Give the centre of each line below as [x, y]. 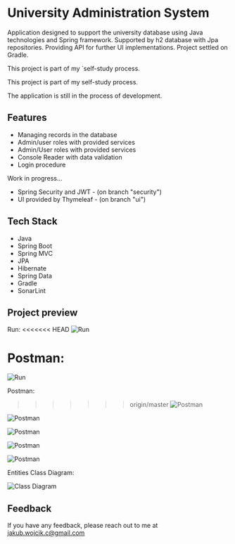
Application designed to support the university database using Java [105, 32]
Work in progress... [35, 178]
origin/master [149, 405]
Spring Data [35, 276]
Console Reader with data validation [70, 157]
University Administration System [108, 13]
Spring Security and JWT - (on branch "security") [89, 192]
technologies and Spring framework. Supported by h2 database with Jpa [113, 39]
